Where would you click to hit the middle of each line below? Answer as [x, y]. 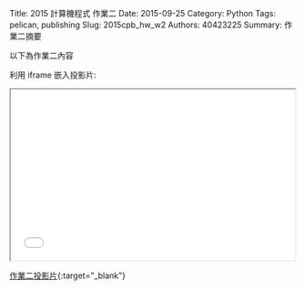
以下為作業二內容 [41, 56]
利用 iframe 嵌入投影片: [53, 75]
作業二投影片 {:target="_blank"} [67, 275]
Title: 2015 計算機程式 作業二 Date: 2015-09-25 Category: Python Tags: [142, 13]
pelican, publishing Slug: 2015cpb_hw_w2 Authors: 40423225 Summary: [146, 25]
